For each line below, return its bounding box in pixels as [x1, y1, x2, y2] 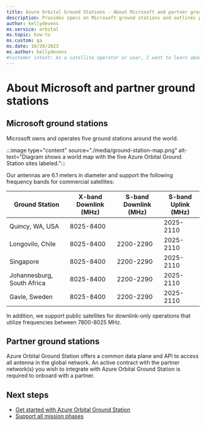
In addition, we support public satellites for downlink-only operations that [6, 312, 191, 319]
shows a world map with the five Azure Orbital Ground [44, 153, 182, 160]
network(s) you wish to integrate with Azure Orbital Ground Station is [6, 365, 181, 373]
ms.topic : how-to [6, 32, 51, 38]
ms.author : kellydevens [6, 49, 67, 55]
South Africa [9, 278, 46, 287]
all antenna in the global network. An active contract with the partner [6, 359, 180, 367]
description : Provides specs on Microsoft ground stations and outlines [6, 15, 196, 21]
